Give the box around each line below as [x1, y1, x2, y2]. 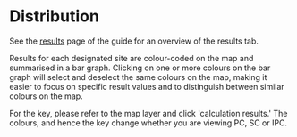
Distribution [9, 6, 100, 27]
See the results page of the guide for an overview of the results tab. [9, 36, 259, 46]
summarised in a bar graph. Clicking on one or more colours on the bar [9, 62, 271, 73]
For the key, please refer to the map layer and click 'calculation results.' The [9, 108, 288, 118]
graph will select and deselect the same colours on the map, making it [9, 71, 267, 82]
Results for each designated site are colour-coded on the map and [9, 52, 254, 63]
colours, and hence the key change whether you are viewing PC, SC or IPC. [9, 117, 288, 128]
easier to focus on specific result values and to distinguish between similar [9, 81, 284, 92]
